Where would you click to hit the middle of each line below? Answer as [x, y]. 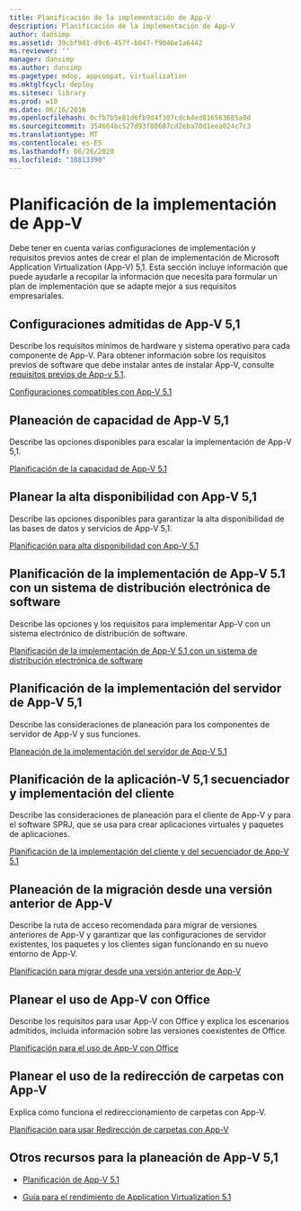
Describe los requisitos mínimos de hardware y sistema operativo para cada [150, 346]
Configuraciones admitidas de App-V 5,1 [125, 324]
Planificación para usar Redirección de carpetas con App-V [119, 1129]
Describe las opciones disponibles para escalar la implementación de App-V [150, 442]
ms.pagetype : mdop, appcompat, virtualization [98, 76]
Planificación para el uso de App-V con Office [94, 1047]
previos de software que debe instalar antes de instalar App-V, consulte [142, 365]
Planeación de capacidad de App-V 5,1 [119, 420]
